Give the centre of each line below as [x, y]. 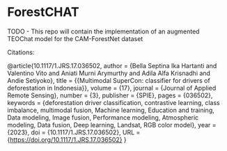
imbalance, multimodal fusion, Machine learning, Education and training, [111, 110]
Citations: [21, 52]
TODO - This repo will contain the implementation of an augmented [103, 31]
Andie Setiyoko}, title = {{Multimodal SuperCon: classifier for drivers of [109, 80]
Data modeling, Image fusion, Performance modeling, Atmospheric [103, 117]
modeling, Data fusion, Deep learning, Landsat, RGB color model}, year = [112, 125]
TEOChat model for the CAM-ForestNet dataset [75, 38]
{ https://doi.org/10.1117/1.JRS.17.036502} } [67, 139]
